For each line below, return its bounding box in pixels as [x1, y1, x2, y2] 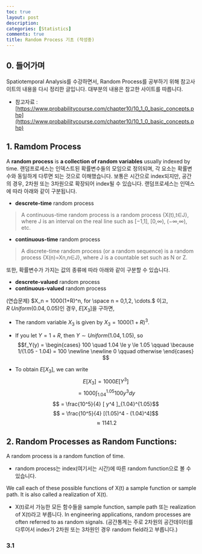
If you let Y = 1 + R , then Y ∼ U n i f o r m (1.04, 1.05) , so [14, 332, 144, 339]
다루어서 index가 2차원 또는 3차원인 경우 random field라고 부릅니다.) [14, 526, 178, 534]
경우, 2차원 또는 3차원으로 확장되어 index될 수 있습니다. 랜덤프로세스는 [12, 180, 179, 187]
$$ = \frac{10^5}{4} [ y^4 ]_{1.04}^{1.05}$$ [52, 400, 160, 408]
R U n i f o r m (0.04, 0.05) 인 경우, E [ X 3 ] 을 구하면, [6, 304, 115, 313]
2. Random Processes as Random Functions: [6, 436, 177, 447]
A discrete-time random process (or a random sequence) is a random [21, 247, 194, 254]
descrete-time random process [14, 200, 95, 207]
